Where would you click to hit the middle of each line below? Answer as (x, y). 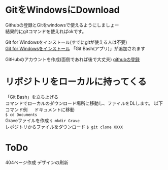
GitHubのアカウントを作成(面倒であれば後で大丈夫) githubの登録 (73, 59)
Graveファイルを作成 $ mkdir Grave (43, 120)
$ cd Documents (21, 115)
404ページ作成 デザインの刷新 (37, 162)
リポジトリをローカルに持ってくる (76, 82)
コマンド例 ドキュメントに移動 (40, 109)
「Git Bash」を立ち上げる (32, 97)
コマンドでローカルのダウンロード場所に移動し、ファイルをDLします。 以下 (84, 103)
